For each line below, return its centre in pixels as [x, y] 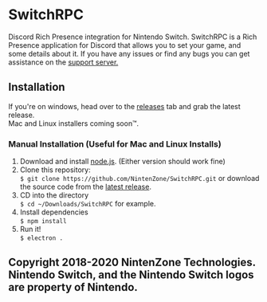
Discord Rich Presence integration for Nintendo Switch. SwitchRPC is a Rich [133, 37]
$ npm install [43, 222]
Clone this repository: [55, 170]
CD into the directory [54, 195]
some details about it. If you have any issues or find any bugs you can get [129, 53]
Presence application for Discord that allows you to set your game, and [125, 45]
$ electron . [41, 238]
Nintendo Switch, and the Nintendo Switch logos [131, 275]
